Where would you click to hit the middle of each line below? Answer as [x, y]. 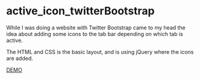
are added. [20, 58]
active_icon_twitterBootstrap [80, 11]
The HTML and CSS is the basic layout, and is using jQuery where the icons [100, 51]
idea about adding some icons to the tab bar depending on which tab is [95, 34]
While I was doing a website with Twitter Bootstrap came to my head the [96, 28]
